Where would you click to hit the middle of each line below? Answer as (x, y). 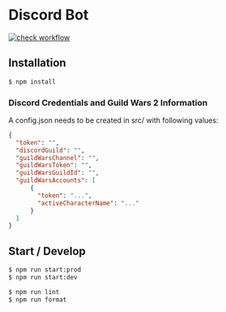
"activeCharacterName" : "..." (88, 203)
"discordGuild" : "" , (50, 150)
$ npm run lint (34, 292)
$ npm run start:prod (45, 270)
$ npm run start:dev (43, 277)
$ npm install (32, 82)
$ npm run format (38, 299)
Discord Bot (49, 15)
